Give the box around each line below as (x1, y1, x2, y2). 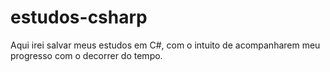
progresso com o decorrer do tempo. (10, 49, 163, 61)
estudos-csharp (10, 6, 148, 29)
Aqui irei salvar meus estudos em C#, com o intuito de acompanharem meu (10, 39, 321, 51)
